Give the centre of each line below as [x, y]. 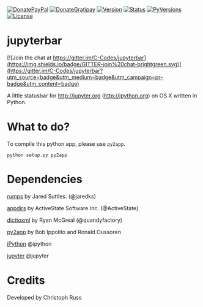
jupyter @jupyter [28, 256]
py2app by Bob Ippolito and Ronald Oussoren [64, 232]
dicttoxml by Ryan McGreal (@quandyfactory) [65, 220]
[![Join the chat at [29, 58]
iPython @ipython [29, 244]
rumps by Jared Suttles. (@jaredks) [52, 196]
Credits [26, 280]
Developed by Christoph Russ [44, 297]
